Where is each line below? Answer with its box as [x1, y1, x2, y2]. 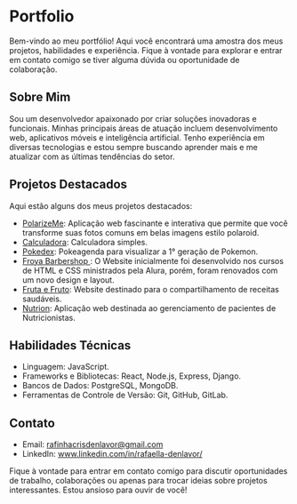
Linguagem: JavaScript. [21, 362, 109, 372]
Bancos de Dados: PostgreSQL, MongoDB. [21, 380, 179, 391]
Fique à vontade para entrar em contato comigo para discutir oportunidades [9, 466, 288, 476]
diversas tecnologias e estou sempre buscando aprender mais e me [9, 141, 258, 152]
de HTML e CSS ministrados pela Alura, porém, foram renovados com [21, 265, 278, 276]
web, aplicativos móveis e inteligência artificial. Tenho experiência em [9, 132, 265, 143]
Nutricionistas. [21, 312, 76, 323]
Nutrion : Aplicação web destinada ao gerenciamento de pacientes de [21, 302, 277, 313]
